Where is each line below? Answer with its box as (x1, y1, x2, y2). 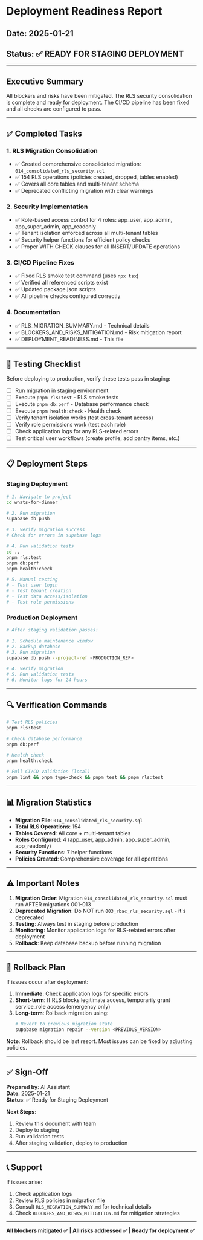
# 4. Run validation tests (6, 543, 74, 549)
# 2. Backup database (6, 644, 61, 650)
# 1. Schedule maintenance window (6, 638, 94, 644)
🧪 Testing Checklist (6, 359, 81, 369)
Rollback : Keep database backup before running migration (14, 939, 161, 946)
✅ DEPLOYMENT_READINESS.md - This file (14, 335, 124, 343)
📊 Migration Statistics (6, 798, 92, 808)
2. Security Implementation (6, 202, 88, 211)
